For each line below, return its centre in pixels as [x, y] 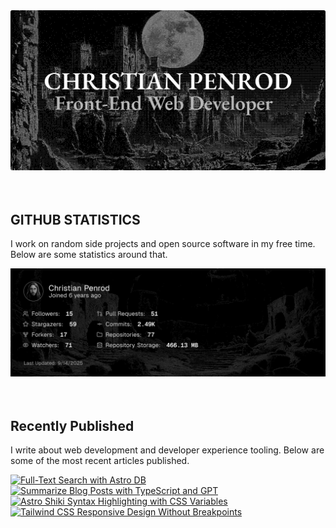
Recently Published [72, 425]
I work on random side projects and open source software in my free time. [163, 244]
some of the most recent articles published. [100, 461]
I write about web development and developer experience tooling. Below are [167, 450]
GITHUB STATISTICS [75, 219]
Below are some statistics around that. [89, 255]
